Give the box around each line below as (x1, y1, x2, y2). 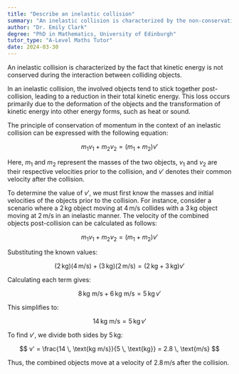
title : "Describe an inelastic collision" (7, 10, 135, 18)
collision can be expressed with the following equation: (7, 129, 169, 137)
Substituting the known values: (7, 248, 98, 256)
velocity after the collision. (7, 175, 85, 183)
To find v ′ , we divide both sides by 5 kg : (7, 331, 123, 339)
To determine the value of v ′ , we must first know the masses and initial (7, 188, 214, 197)
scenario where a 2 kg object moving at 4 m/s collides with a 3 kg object (7, 204, 218, 212)
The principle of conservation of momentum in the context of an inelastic (7, 121, 221, 129)
